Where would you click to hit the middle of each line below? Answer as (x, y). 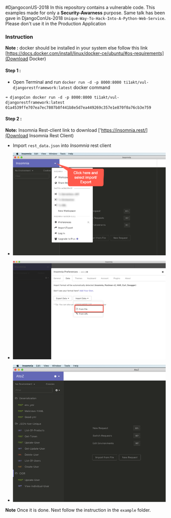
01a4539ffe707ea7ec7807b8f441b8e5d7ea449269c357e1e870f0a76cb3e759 (78, 107)
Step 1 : (13, 70)
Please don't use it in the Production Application (56, 23)
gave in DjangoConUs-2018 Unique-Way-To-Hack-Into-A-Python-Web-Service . (85, 18)
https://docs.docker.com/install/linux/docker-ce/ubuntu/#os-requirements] (85, 54)
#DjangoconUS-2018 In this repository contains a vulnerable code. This (80, 7)
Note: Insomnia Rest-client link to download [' (53, 130)
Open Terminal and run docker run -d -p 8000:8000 (67, 82)
